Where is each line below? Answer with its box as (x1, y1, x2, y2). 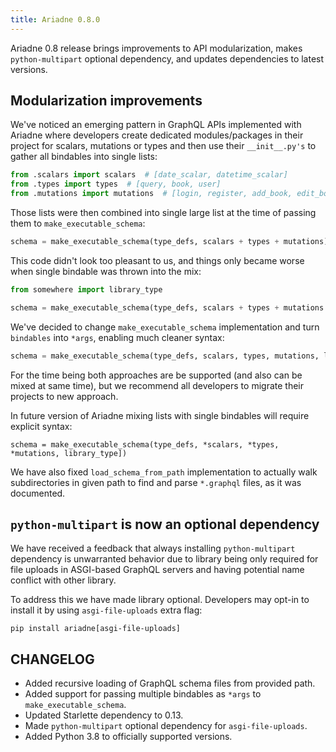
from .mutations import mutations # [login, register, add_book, (10, 189, 293, 199)
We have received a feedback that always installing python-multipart (10, 542, 296, 555)
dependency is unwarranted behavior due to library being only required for (10, 553, 319, 565)
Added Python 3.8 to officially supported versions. (24, 731, 233, 743)
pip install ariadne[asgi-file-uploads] (10, 624, 182, 634)
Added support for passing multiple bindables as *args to (24, 688, 262, 700)
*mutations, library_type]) (10, 448, 128, 458)
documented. (10, 487, 66, 499)
